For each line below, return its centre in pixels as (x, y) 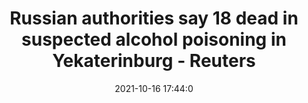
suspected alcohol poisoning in (154, 39)
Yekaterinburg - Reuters (154, 61)
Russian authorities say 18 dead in (154, 18)
